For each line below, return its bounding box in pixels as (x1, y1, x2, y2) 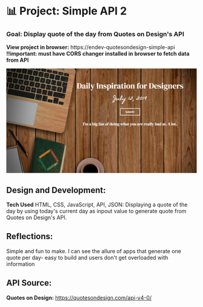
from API (6, 56, 29, 64)
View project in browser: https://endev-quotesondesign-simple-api (6, 44, 175, 51)
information (6, 260, 35, 268)
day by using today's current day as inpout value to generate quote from (6, 207, 187, 214)
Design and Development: (6, 185, 106, 195)
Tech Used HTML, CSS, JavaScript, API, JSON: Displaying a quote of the (6, 200, 188, 208)
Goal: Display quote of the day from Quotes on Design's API (6, 30, 184, 39)
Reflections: (6, 231, 53, 242)
